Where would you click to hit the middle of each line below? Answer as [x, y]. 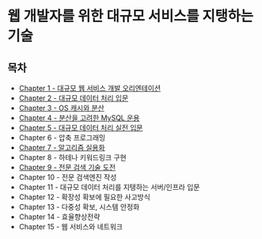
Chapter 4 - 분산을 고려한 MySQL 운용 [79, 118]
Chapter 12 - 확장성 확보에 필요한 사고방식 [85, 197]
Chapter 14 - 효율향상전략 [59, 217]
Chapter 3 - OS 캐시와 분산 [61, 108]
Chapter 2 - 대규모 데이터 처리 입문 [74, 98]
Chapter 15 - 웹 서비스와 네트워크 [71, 227]
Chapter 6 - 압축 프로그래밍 [62, 138]
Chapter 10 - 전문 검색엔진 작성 [68, 177]
